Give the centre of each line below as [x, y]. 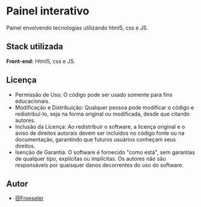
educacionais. [32, 101]
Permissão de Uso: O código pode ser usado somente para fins [94, 94]
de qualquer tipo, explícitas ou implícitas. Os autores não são [91, 158]
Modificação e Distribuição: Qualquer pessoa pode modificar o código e [104, 107]
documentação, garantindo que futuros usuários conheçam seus [95, 139]
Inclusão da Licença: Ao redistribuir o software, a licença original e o [100, 126]
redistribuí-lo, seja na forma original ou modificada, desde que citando [102, 114]
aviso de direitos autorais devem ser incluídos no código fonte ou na [100, 133]
